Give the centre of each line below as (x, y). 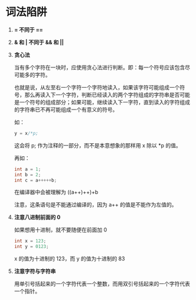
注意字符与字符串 (35, 271)
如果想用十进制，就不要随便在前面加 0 (61, 230)
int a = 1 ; (27, 169)
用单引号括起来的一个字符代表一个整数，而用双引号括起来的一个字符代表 (102, 284)
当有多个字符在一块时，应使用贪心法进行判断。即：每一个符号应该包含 (99, 67)
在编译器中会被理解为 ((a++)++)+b (56, 192)
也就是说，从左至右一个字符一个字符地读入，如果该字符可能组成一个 (97, 87)
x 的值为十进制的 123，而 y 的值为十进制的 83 (69, 259)
